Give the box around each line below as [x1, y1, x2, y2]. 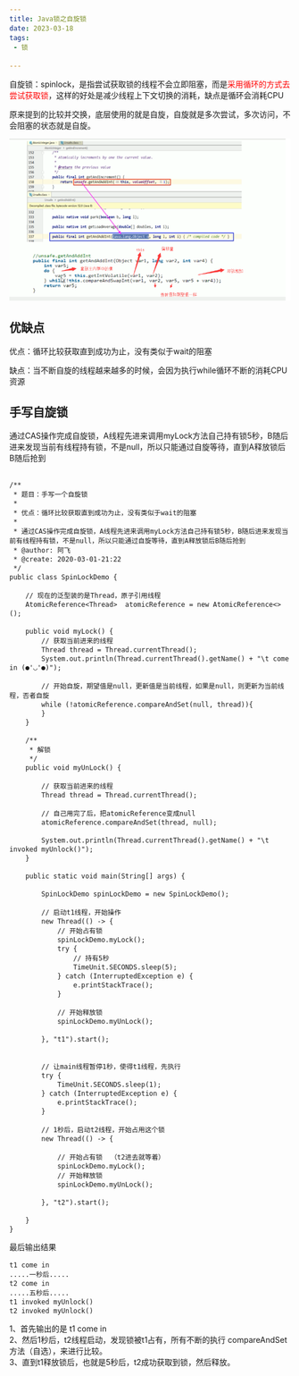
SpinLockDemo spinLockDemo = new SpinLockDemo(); [41, 890, 229, 899]
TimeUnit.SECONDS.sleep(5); [72, 962, 178, 972]
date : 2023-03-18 [9, 23, 74, 33]
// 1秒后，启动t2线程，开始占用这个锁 [41, 1125, 165, 1135]
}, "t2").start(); [41, 1198, 110, 1207]
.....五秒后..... [9, 1288, 70, 1297]
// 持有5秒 [72, 953, 110, 963]
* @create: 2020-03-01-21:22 [12, 554, 122, 563]
